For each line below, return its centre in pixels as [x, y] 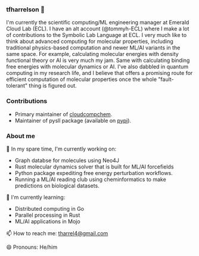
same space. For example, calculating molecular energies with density [92, 54]
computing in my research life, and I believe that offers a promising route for [99, 73]
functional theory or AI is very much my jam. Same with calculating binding [98, 60]
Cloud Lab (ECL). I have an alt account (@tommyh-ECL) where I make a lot [98, 29]
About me [21, 136]
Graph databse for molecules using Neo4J [67, 160]
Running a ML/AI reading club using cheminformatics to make [91, 179]
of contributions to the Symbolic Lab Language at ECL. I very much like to [97, 35]
